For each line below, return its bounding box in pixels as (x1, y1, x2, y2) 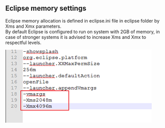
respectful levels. (5, 39, 42, 46)
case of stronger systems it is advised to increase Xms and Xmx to (5, 34, 147, 40)
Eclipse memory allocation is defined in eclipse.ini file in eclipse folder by (5, 17, 160, 24)
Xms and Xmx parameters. (5, 23, 61, 29)
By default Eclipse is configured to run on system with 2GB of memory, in (5, 28, 160, 35)
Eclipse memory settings (5, 4, 87, 13)
